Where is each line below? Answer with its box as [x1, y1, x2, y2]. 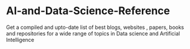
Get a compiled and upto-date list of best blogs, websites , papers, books [6, 24, 184, 31]
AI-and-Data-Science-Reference [6, 4, 171, 18]
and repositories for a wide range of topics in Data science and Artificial [6, 30, 181, 37]
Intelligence [6, 36, 34, 43]
